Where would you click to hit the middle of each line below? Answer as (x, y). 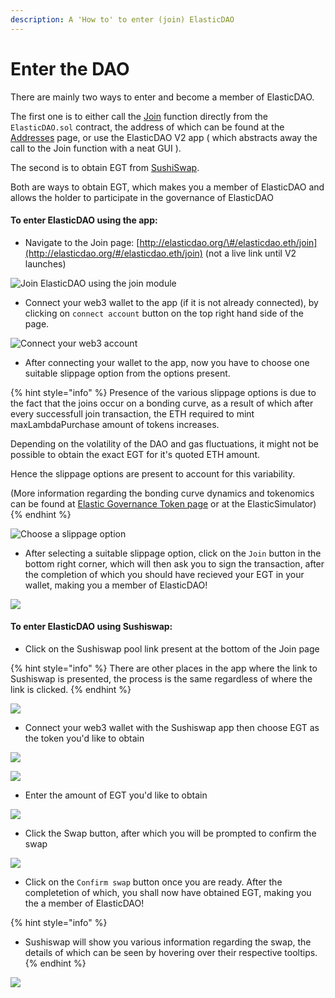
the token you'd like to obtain (84, 738)
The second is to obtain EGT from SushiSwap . (105, 167)
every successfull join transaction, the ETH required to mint (132, 413)
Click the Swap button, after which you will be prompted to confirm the (170, 833)
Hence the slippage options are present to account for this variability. (153, 473)
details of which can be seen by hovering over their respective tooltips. (171, 952)
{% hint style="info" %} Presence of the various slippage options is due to (163, 392)
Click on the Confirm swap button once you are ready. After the (153, 882)
